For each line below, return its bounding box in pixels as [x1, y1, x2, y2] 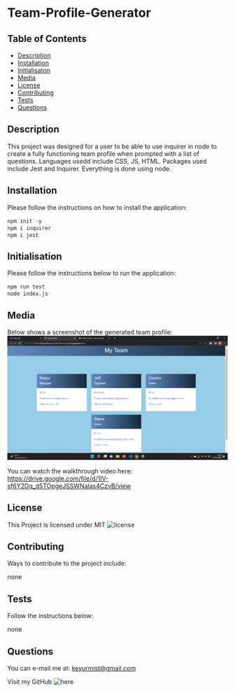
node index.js [7, 290, 49, 298]
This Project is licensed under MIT [7, 520, 106, 529]
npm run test [7, 283, 45, 291]
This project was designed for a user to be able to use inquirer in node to [7, 142, 218, 150]
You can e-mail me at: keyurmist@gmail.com [7, 664, 136, 672]
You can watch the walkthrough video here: [7, 466, 133, 475]
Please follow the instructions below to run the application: [7, 269, 176, 278]
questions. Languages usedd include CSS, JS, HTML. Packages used [7, 157, 208, 165]
